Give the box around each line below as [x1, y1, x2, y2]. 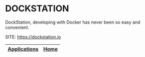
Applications [7, 45, 39, 52]
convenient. [5, 24, 29, 30]
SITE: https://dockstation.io [5, 34, 61, 40]
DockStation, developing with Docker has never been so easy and [5, 19, 141, 25]
